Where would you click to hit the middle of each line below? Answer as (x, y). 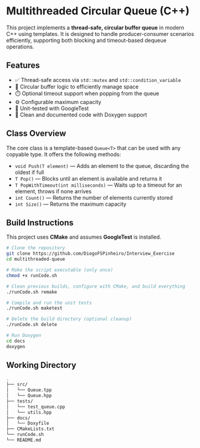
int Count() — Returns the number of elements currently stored (94, 197)
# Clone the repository (36, 248)
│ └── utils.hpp (29, 412)
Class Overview (36, 134)
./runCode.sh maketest (34, 308)
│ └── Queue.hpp (29, 396)
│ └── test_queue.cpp (36, 407)
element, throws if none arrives (53, 191)
